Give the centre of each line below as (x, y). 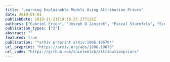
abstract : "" (19, 33)
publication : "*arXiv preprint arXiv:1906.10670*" (60, 42)
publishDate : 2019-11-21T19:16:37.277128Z (51, 19)
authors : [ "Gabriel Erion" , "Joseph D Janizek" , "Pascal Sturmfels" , (80, 24)
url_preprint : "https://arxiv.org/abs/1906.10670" (60, 47)
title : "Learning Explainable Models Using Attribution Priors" (74, 10)
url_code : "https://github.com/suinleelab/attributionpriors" (72, 51)
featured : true (21, 38)
